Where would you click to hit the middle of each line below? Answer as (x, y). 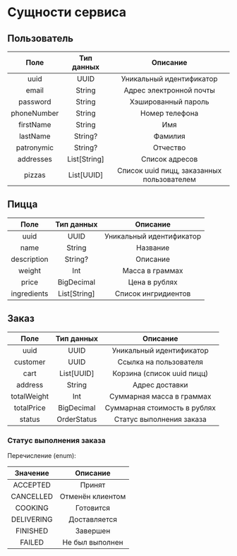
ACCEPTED (32, 485)
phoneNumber (35, 113)
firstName (35, 125)
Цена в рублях (153, 282)
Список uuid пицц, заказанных (170, 170)
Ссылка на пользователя (160, 362)
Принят (93, 485)
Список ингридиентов (153, 294)
